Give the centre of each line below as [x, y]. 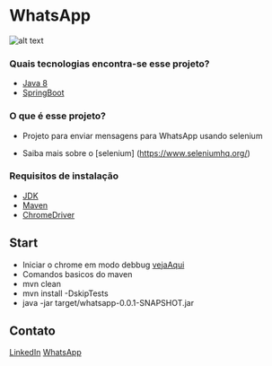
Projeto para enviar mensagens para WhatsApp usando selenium [142, 135]
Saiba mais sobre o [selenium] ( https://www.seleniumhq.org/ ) [136, 152]
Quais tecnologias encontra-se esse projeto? [110, 64]
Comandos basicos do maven [77, 274]
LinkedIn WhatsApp [46, 353]
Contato [32, 331]
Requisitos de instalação [64, 176]
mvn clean [41, 283]
